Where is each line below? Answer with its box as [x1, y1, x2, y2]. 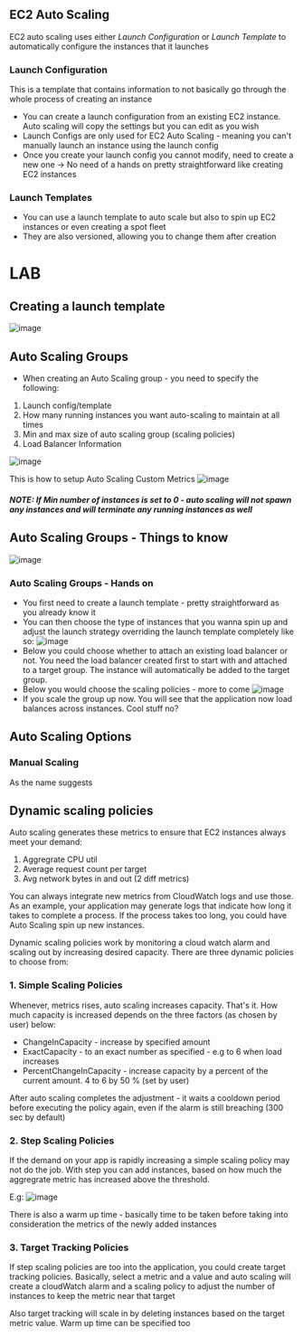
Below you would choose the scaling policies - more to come [22, 683, 251, 695]
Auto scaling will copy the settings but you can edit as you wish [22, 121, 260, 132]
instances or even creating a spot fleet [22, 222, 166, 232]
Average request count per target [22, 864, 147, 875]
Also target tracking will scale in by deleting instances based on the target [9, 1308, 285, 1319]
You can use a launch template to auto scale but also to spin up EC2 [22, 212, 277, 223]
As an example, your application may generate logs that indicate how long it [9, 900, 292, 912]
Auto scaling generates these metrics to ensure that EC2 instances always [9, 827, 287, 838]
